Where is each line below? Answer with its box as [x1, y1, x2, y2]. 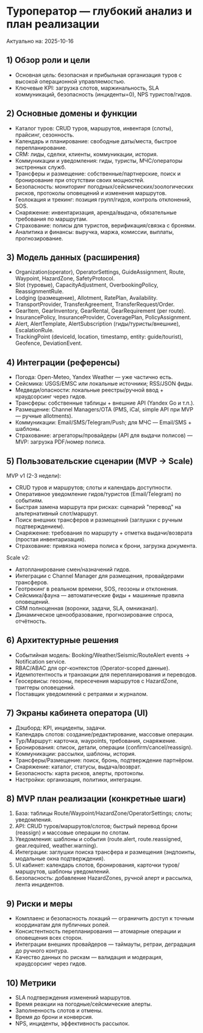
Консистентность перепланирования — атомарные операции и [15, 928, 181, 935]
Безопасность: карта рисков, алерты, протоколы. [15, 769, 144, 776]
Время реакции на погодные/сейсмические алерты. [15, 1001, 152, 1008]
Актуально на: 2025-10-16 [6, 37, 74, 44]
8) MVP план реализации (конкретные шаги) [6, 793, 187, 804]
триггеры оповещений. [15, 684, 76, 691]
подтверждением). [15, 523, 65, 530]
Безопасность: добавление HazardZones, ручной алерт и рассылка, [15, 875, 193, 882]
